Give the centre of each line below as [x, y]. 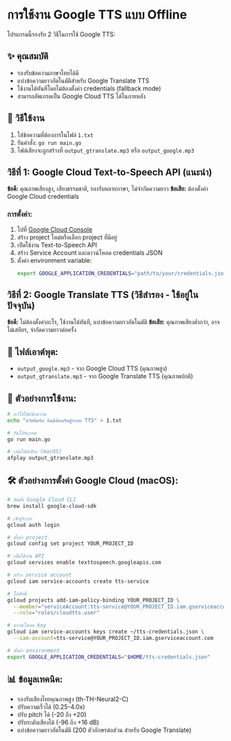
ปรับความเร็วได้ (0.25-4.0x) [51, 707]
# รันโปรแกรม [22, 433]
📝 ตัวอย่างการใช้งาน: [42, 398]
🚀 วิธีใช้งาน [26, 118]
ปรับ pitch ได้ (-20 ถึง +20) [52, 715]
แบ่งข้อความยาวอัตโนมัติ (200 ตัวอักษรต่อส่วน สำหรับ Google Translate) [104, 730]
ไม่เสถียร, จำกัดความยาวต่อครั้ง [42, 330]
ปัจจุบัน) [21, 305]
